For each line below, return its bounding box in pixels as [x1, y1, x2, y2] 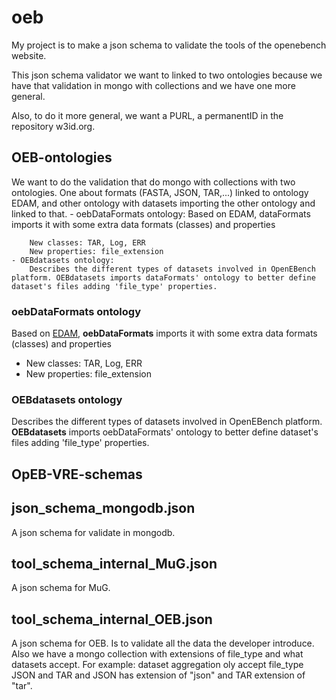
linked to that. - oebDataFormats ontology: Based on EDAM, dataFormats [11, 207, 311, 220]
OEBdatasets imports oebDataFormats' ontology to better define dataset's [11, 426, 319, 438]
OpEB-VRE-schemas [11, 466, 143, 483]
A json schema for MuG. [11, 582, 111, 594]
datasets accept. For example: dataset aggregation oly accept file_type [11, 659, 304, 671]
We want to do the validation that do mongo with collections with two [11, 176, 296, 188]
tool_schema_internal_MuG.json [11, 555, 218, 572]
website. [11, 49, 47, 61]
